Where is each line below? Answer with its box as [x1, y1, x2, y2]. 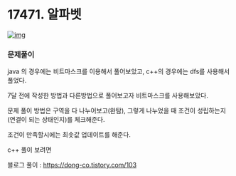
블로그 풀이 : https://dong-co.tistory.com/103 [7, 161, 137, 170]
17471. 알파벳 [7, 6, 82, 23]
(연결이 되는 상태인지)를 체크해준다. [7, 115, 105, 124]
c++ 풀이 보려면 [7, 145, 52, 154]
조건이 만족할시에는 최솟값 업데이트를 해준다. [7, 130, 132, 139]
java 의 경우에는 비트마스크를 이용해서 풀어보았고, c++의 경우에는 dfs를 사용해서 [7, 67, 230, 76]
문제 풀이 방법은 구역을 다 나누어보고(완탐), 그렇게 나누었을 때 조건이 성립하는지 [7, 106, 226, 115]
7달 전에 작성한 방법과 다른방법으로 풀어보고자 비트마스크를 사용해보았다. [7, 91, 208, 100]
